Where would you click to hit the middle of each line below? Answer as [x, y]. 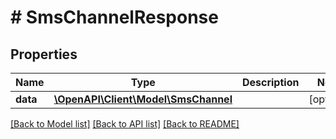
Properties [44, 54]
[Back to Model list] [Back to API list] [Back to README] [125, 124]
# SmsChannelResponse [114, 17]
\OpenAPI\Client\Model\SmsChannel [143, 99]
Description [270, 82]
